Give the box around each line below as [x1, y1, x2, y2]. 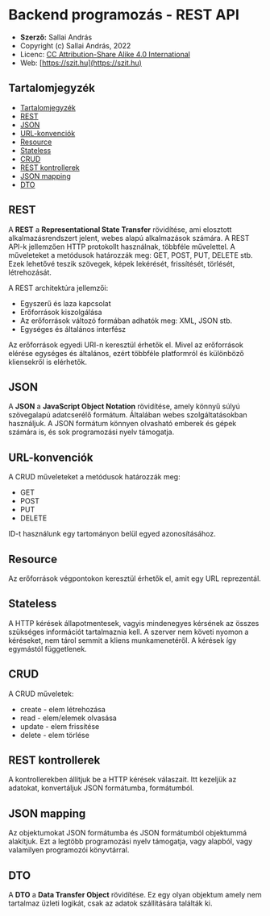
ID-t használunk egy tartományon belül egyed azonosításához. [8, 529, 216, 539]
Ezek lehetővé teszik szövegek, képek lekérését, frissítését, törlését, [8, 259, 235, 268]
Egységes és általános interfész [19, 324, 127, 334]
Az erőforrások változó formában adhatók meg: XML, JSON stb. [19, 316, 233, 325]
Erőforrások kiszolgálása [19, 307, 102, 317]
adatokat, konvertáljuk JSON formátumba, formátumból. [8, 783, 195, 793]
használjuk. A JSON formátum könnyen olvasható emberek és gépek [8, 419, 237, 429]
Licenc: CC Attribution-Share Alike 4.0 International [19, 49, 191, 59]
